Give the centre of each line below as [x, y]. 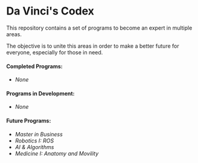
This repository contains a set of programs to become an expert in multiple [99, 28]
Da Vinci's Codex [50, 11]
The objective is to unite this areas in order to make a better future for [93, 46]
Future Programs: [29, 120]
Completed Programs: [34, 66]
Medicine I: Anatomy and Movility [57, 153]
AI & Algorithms [34, 147]
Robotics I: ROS [34, 141]
